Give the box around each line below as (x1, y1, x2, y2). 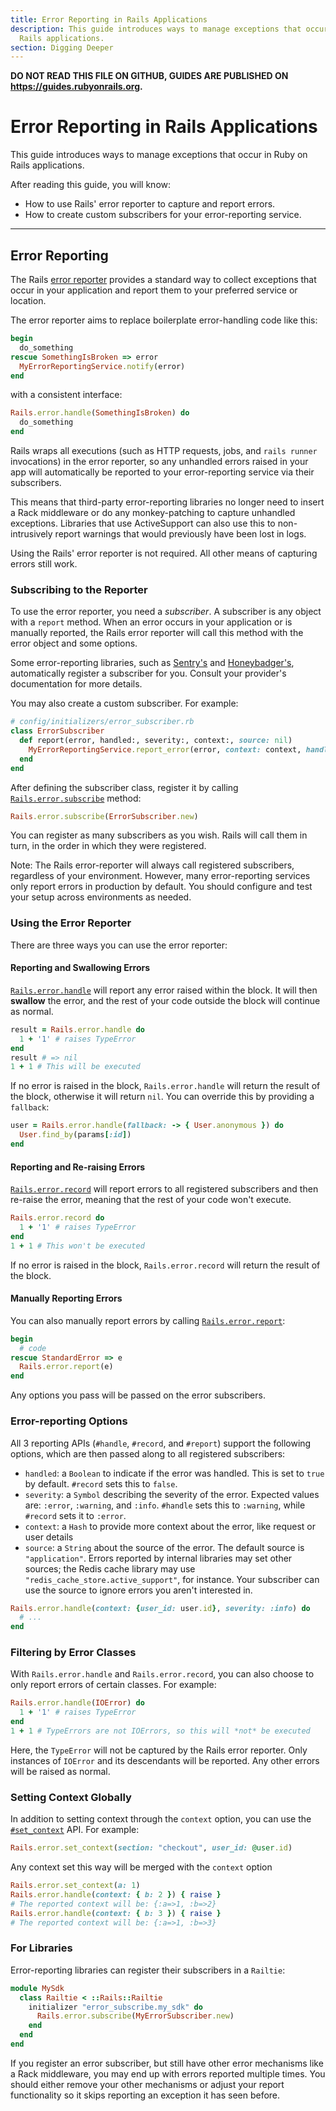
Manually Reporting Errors (10, 1292, 123, 1305)
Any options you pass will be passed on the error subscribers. (10, 1389, 266, 1401)
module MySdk (10, 1983, 65, 1993)
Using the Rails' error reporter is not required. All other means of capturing (10, 547, 318, 559)
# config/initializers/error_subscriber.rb (10, 717, 195, 727)
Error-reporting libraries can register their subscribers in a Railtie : (10, 1964, 286, 1976)
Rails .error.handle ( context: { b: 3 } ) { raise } (10, 1908, 222, 1918)
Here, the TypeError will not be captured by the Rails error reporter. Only (10, 1744, 308, 1756)
